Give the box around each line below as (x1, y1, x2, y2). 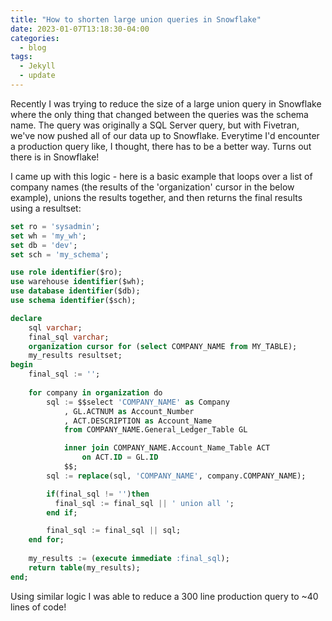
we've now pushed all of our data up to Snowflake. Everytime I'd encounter (10, 129, 320, 141)
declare (10, 313, 43, 323)
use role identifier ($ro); (10, 267, 123, 278)
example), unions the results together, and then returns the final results (10, 191, 303, 203)
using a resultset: (10, 202, 82, 214)
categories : (10, 33, 60, 43)
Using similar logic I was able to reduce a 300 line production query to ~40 (10, 590, 319, 602)
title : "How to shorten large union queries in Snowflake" (10, 14, 262, 25)
